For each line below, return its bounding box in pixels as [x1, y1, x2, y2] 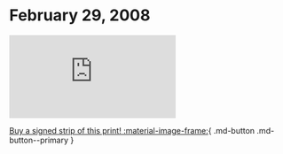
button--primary [9, 135, 69, 145]
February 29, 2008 [9, 5, 151, 26]
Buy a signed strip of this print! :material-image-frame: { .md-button [9, 125, 255, 135]
